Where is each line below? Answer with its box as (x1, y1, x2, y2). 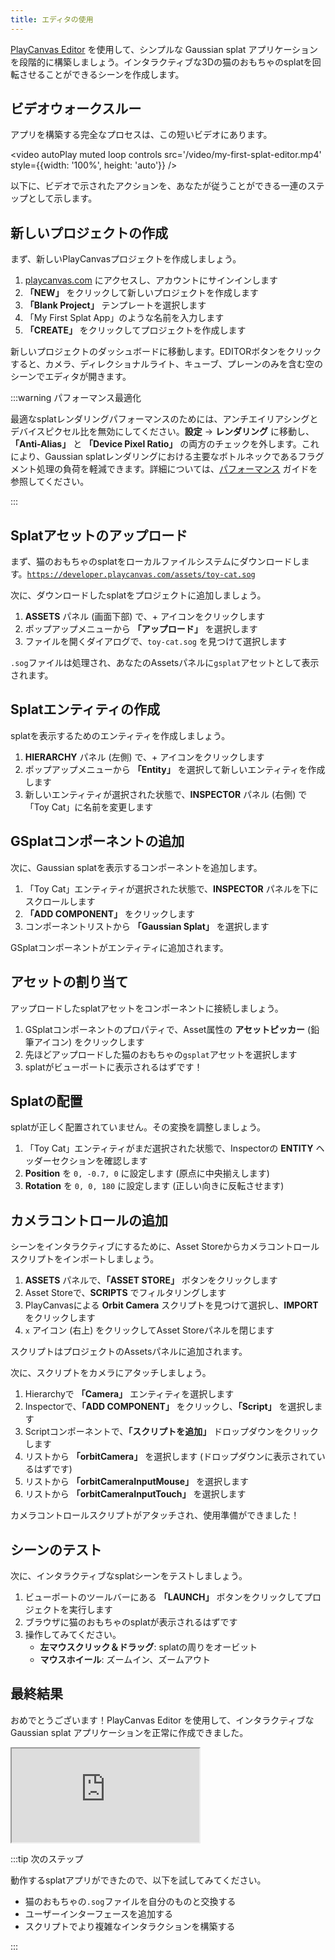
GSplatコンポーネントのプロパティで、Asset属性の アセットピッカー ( (24, 1023, 312, 1035)
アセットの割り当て (10, 974, 129, 991)
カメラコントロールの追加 (10, 1212, 168, 1229)
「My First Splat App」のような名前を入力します (24, 312, 225, 324)
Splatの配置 (10, 1092, 83, 1110)
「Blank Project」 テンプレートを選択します (24, 299, 207, 311)
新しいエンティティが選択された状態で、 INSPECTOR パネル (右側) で (24, 788, 308, 800)
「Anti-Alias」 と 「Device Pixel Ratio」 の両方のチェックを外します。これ (10, 438, 320, 450)
